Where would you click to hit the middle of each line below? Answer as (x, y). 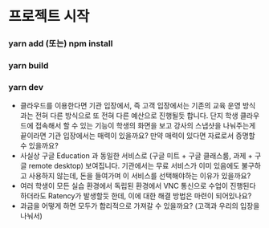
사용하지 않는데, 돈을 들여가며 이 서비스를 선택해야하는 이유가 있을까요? (140, 176)
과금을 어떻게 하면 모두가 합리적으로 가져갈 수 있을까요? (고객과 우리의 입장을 (140, 206)
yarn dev (26, 87)
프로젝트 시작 (49, 16)
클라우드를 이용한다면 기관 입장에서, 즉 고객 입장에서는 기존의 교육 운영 (130, 106)
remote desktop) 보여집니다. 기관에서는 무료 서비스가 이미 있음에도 (134, 166)
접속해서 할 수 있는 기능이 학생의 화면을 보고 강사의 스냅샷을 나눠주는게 (145, 126)
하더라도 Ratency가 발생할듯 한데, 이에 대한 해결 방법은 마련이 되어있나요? (136, 196)
